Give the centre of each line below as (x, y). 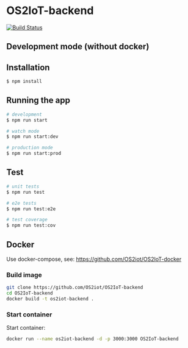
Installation (28, 67)
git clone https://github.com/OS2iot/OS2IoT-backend (75, 288)
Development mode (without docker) (78, 47)
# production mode (30, 148)
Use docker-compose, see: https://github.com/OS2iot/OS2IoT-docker (94, 259)
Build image (24, 275)
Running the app (38, 100)
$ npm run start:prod (34, 154)
